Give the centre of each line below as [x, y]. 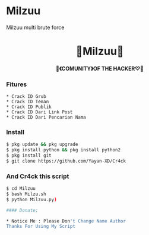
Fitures [17, 84]
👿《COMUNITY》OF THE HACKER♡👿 [100, 68]
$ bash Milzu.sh [26, 194]
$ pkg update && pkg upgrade [42, 145]
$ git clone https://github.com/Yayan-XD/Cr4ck [66, 161]
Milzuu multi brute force [35, 27]
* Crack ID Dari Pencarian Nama [46, 117]
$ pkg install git [29, 155]
